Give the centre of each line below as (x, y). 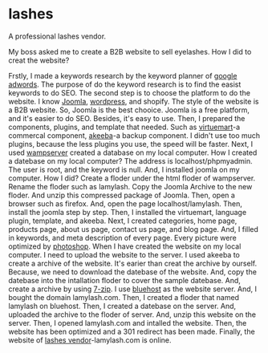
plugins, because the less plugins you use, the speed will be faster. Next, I (131, 144)
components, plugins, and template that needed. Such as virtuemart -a (124, 127)
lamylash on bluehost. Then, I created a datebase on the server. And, (122, 306)
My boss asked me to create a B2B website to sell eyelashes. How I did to (130, 51)
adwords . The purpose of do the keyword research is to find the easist (125, 84)
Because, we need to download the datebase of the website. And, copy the (132, 272)
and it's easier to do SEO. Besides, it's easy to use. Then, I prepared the (127, 118)
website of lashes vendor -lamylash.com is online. (90, 340)
